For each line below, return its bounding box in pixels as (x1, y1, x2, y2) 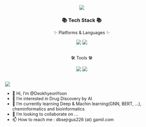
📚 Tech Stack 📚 (61, 17, 102, 23)
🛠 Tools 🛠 (71, 55, 93, 61)
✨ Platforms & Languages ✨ (54, 30, 110, 36)
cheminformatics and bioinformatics (12, 106, 85, 112)
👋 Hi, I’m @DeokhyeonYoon (12, 91, 67, 96)
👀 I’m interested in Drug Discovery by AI (12, 96, 92, 102)
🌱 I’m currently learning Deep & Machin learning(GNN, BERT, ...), (12, 101, 142, 107)
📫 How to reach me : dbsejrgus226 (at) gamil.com (12, 117, 114, 123)
